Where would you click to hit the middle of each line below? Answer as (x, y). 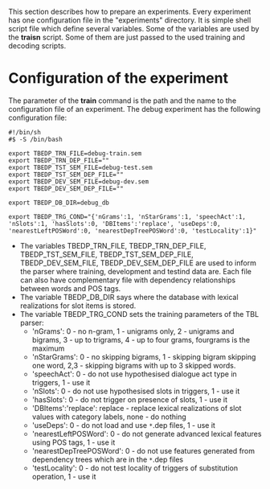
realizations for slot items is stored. (78, 306)
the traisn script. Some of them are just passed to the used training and (127, 37)
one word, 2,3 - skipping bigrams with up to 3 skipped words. (134, 365)
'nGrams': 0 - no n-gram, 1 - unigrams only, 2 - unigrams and (133, 331)
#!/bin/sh (25, 132)
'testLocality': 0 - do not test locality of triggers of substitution (135, 468)
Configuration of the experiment (119, 78)
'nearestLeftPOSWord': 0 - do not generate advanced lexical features (147, 434)
